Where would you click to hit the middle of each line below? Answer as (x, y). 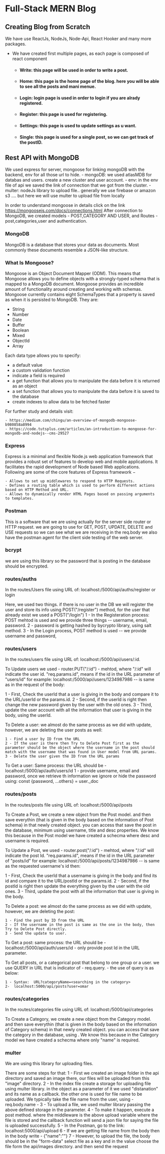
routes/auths (21, 579)
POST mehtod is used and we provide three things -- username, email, (77, 620)
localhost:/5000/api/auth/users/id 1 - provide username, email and (72, 771)
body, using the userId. (28, 715)
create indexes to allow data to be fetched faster (61, 402)
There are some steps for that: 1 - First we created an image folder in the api (82, 1073)
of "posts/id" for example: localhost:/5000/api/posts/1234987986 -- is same (82, 861)
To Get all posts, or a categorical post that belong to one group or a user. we (82, 962)
